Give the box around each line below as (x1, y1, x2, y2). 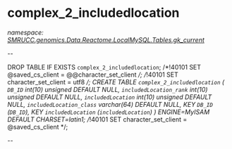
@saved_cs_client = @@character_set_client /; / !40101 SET (7, 70, 178, 79)
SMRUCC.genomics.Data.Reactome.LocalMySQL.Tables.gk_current (7, 35, 204, 44)
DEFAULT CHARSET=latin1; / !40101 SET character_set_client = (7, 115, 188, 124)
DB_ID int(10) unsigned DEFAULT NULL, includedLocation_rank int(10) (7, 85, 208, 93)
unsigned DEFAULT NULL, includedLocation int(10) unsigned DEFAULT (7, 93, 212, 101)
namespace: (7, 28, 44, 37)
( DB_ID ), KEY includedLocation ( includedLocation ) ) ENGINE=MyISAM (7, 108, 210, 116)
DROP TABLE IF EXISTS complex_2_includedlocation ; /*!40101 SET (7, 63, 202, 71)
